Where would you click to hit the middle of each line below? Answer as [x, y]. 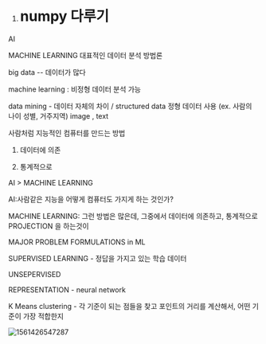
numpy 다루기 [65, 16]
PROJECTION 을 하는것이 [49, 226]
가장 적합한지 [43, 316]
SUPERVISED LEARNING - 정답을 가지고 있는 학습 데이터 [98, 258]
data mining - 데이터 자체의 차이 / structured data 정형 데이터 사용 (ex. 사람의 [130, 106]
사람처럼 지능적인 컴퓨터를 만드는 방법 [67, 133]
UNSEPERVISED [35, 274]
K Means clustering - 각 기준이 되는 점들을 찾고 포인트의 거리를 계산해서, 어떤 [129, 306]
